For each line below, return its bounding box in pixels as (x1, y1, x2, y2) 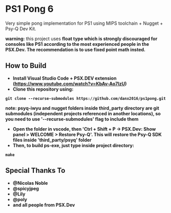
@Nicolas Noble (12, 180, 48, 186)
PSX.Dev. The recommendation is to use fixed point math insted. (5, 46, 146, 52)
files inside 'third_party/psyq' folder (12, 137, 92, 143)
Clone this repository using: (12, 86, 74, 92)
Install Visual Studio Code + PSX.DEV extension (12, 75, 117, 81)
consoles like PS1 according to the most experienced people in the (5, 41, 149, 47)
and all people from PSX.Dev (12, 202, 75, 208)
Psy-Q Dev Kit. (5, 25, 37, 31)
